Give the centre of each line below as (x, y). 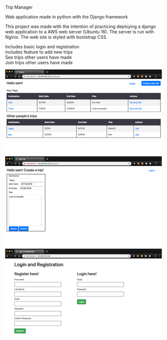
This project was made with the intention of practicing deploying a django (81, 26)
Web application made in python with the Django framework (67, 17)
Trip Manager (19, 7)
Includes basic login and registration (42, 47)
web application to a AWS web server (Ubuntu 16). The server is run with (80, 32)
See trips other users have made (39, 57)
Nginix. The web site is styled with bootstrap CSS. (56, 37)
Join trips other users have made (39, 62)
